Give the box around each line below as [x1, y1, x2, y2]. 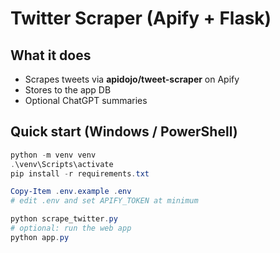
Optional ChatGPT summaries [24, 95, 148, 106]
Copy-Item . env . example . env [10, 187, 132, 197]
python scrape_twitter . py [10, 214, 118, 224]
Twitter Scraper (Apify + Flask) [10, 7, 272, 30]
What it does [10, 47, 92, 64]
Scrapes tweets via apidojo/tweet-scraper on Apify [24, 73, 240, 85]
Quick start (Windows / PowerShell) [10, 123, 238, 141]
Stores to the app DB [24, 84, 112, 96]
